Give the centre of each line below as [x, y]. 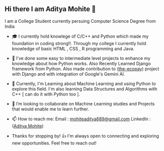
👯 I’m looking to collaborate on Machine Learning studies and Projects [83, 103]
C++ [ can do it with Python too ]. [46, 94]
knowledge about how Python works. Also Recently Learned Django [81, 63]
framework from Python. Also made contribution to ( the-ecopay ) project [85, 69]
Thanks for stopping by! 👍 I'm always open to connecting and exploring [85, 136]
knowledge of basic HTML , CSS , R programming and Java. [73, 49]
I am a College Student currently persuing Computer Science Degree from [80, 21]
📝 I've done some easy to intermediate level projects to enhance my [81, 58]
